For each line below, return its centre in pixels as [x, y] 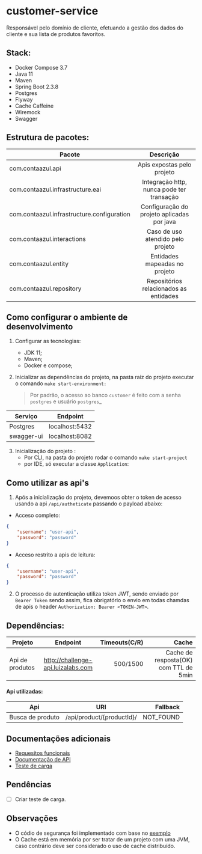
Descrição [164, 154]
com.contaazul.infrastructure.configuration [70, 214]
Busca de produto [35, 718]
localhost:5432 [70, 427]
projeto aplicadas [165, 214]
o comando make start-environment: [61, 383]
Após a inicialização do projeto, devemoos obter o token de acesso [98, 498]
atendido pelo [165, 239]
